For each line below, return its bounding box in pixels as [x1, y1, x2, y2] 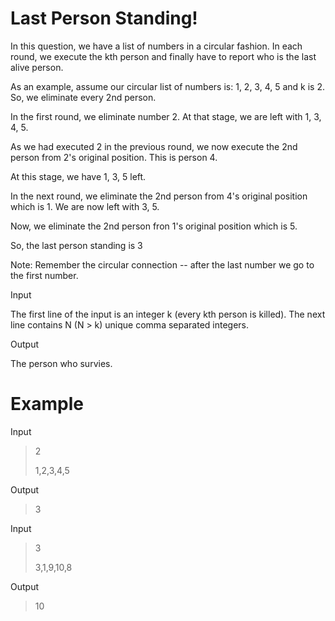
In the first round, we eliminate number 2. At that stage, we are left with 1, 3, [10, 110, 322, 122]
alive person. [10, 61, 64, 73]
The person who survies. [10, 357, 113, 369]
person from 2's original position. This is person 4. [10, 151, 218, 163]
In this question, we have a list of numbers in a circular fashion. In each [10, 40, 303, 52]
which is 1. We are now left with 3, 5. [10, 200, 160, 212]
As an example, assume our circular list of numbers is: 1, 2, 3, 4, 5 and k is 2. [10, 80, 326, 92]
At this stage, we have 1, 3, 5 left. [10, 170, 147, 182]
